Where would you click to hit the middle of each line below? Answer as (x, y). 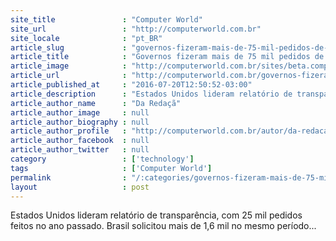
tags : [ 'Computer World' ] (111, 168)
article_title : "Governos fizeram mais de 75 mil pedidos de (167, 57)
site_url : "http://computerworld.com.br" (136, 29)
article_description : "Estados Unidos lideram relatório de (151, 94)
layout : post (80, 187)
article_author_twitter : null (80, 150)
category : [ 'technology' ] (102, 159)
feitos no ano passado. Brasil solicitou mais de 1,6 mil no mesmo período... (163, 226)
